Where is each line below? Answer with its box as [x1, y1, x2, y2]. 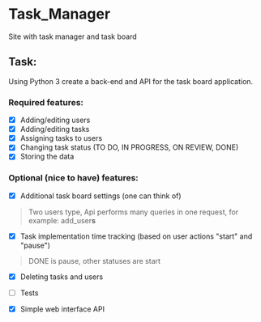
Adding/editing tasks [19, 125, 90, 134]
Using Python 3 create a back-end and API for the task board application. [8, 76, 254, 86]
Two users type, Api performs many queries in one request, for [28, 207, 239, 217]
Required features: [8, 96, 83, 108]
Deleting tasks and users [19, 272, 104, 282]
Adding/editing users [19, 115, 91, 125]
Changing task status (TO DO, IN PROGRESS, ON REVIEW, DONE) [19, 142, 239, 152]
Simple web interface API [19, 304, 105, 314]
